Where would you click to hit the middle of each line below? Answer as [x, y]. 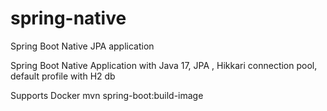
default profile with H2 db [63, 76]
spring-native [68, 18]
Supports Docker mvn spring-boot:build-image [107, 95]
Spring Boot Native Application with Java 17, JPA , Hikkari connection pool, [164, 65]
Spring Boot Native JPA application [82, 46]
